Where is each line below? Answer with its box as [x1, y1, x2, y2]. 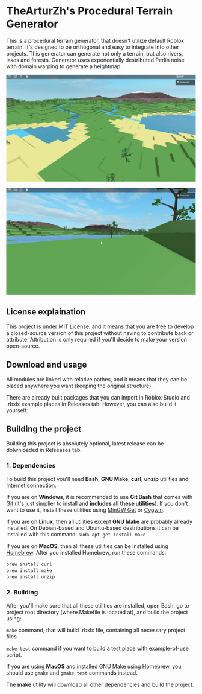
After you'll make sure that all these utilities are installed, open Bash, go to [6, 602, 189, 609]
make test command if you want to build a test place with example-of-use [6, 645, 189, 652]
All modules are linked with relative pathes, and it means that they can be [6, 375, 188, 383]
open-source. [6, 342, 40, 349]
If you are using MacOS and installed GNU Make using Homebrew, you [6, 663, 182, 670]
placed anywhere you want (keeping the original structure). [6, 382, 153, 389]
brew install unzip [6, 574, 55, 580]
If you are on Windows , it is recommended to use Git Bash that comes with [6, 493, 193, 500]
